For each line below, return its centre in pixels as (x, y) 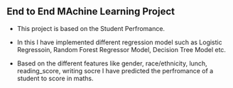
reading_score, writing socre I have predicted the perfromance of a (115, 70)
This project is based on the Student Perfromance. (91, 28)
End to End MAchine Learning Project (91, 12)
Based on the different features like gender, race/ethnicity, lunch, (112, 63)
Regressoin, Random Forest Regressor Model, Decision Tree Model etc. (121, 49)
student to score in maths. (55, 78)
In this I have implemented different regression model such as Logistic (119, 42)
